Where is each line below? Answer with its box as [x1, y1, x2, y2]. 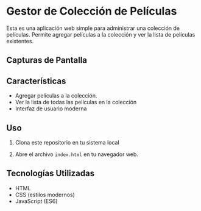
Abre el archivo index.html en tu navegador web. [15, 151, 139, 158]
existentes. [6, 37, 34, 45]
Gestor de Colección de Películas [6, 4, 177, 18]
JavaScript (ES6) [15, 197, 58, 205]
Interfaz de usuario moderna [15, 105, 87, 112]
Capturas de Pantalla [6, 55, 87, 65]
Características [6, 76, 66, 86]
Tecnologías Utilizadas [6, 168, 95, 179]
